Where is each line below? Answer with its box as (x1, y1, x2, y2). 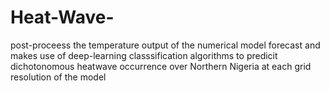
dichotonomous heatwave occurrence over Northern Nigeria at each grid (10, 60, 312, 72)
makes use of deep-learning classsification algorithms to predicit (10, 49, 278, 61)
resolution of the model (10, 71, 107, 83)
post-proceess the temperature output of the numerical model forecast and (10, 39, 321, 51)
